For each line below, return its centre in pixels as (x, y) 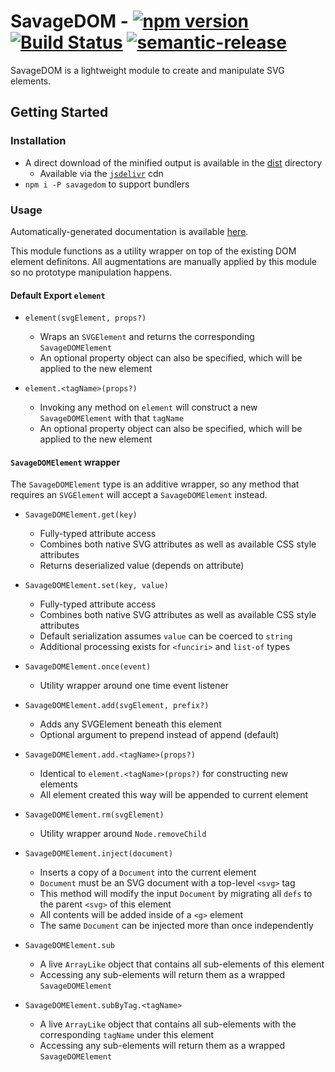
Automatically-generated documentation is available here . (129, 231)
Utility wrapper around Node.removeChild (123, 834)
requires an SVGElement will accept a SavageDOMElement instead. (139, 495)
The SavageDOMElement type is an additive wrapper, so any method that (155, 484)
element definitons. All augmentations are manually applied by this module (164, 261)
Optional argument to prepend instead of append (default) (159, 735)
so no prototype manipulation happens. (91, 272)
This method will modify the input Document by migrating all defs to (176, 894)
